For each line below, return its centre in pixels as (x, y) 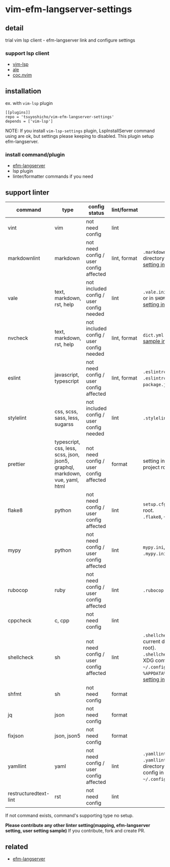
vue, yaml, (67, 480)
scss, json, (67, 455)
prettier (16, 464)
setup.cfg (155, 504)
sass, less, (67, 418)
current (152, 642)
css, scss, (66, 411)
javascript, (67, 375)
